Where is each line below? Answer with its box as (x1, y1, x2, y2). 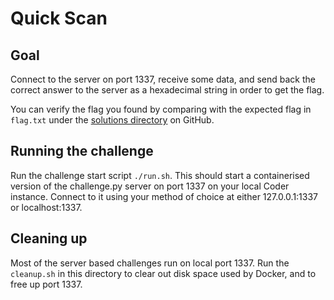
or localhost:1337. (10, 201, 83, 213)
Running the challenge (10, 143, 154, 160)
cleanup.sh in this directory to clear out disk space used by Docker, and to (10, 267, 317, 279)
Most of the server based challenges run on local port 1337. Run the (10, 257, 290, 269)
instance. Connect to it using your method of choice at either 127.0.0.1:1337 (10, 190, 319, 202)
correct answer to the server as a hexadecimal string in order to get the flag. (10, 84, 325, 96)
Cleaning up (10, 230, 88, 247)
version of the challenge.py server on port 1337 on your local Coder (10, 180, 290, 192)
